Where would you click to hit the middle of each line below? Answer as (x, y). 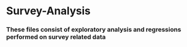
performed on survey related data (56, 37)
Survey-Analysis (49, 11)
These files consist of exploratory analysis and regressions (94, 30)
